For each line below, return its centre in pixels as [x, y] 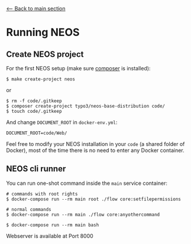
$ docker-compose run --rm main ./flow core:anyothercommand [83, 214]
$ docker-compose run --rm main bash [53, 225]
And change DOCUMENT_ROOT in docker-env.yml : [62, 122]
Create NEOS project [45, 54]
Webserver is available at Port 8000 [50, 236]
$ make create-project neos [41, 79]
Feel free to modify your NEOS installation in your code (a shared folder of [96, 144]
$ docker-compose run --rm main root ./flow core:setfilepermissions [94, 199]
